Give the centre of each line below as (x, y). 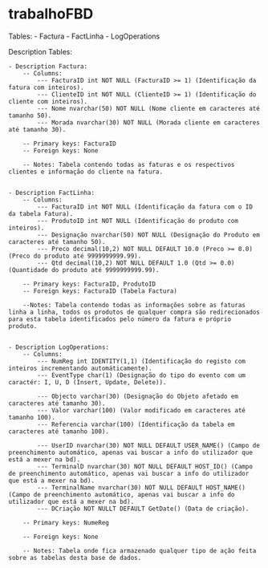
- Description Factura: (48, 66)
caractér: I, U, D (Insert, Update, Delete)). (87, 382)
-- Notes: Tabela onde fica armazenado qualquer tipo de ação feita (140, 550)
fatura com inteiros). (46, 87)
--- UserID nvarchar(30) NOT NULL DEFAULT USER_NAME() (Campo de (149, 445)
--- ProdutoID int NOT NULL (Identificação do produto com (138, 221)
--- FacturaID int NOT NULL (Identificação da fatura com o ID (145, 207)
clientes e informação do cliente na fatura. (85, 172)
